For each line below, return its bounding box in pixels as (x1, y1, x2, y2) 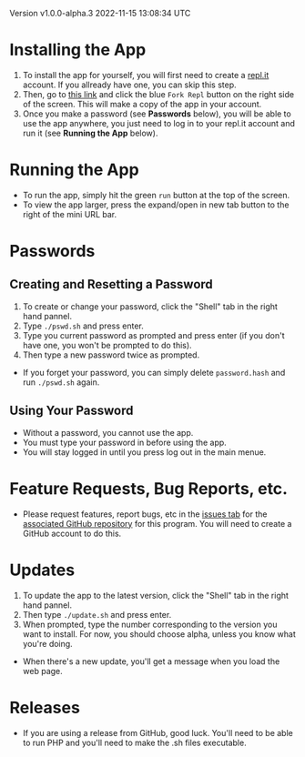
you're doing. (22, 638, 73, 649)
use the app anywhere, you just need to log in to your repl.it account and (22, 117, 296, 128)
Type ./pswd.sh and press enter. (22, 320, 144, 331)
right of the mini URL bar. (22, 208, 117, 219)
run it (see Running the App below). (22, 127, 158, 138)
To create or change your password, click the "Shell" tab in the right (22, 300, 278, 312)
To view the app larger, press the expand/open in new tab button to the (22, 199, 290, 210)
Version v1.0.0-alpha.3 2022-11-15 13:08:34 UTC (9, 8, 191, 18)
